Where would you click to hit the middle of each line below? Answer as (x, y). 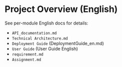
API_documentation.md (34, 33)
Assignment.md (26, 59)
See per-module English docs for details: (46, 23)
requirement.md (28, 54)
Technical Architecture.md (40, 38)
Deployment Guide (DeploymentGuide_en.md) (58, 43)
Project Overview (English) (61, 9)
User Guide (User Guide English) (45, 48)
